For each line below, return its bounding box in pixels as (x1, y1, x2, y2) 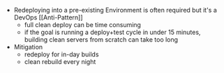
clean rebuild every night (24, 58, 96, 65)
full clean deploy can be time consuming (24, 21, 142, 29)
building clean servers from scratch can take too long (24, 35, 179, 44)
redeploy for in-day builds (24, 50, 99, 58)
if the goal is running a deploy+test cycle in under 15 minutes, (24, 28, 201, 36)
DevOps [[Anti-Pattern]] (13, 13, 83, 22)
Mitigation (13, 43, 43, 51)
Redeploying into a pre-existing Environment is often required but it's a (13, 6, 218, 14)
